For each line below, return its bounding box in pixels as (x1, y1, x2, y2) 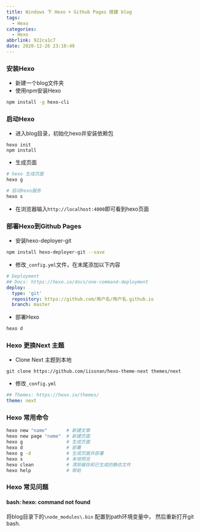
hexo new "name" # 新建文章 (6, 428, 90, 434)
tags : (6, 15, 20, 21)
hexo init (6, 142, 32, 148)
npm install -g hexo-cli (6, 99, 70, 106)
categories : (6, 26, 37, 32)
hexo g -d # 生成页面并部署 (6, 450, 104, 456)
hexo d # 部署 (6, 445, 81, 451)
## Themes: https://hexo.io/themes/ (6, 392, 99, 398)
